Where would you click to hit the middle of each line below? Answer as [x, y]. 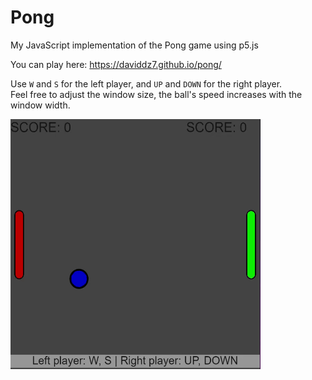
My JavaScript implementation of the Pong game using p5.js [134, 45]
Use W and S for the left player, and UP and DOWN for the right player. [146, 83]
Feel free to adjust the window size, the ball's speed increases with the [156, 94]
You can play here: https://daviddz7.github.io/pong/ [116, 64]
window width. [40, 105]
